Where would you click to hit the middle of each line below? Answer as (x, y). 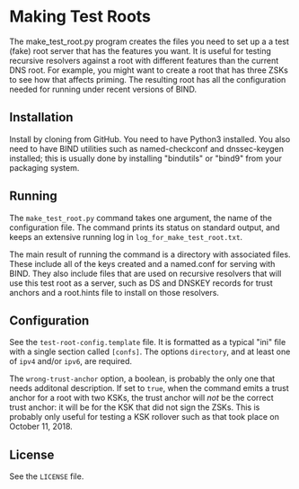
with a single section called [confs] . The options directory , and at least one (150, 351)
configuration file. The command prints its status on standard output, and (145, 227)
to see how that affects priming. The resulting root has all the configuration (148, 79)
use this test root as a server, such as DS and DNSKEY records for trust (141, 283)
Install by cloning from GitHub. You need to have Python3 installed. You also (150, 139)
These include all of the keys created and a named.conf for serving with (142, 263)
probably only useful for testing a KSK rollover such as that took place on (145, 417)
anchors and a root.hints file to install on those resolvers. (114, 292)
